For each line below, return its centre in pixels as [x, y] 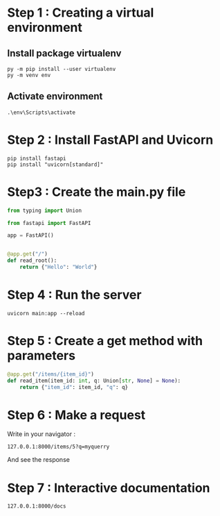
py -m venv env [29, 75]
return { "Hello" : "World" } [58, 267]
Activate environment [55, 96]
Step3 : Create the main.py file [97, 192]
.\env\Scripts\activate [42, 113]
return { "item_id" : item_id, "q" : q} [74, 387]
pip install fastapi [37, 158]
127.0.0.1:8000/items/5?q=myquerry [58, 447]
